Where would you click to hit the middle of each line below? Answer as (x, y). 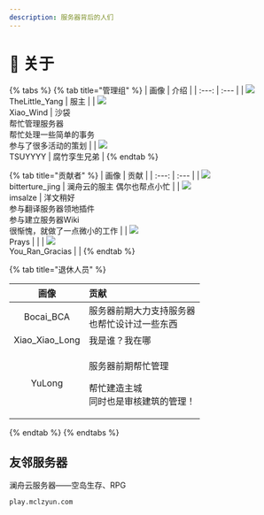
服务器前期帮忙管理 (128, 365)
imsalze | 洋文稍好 (42, 197)
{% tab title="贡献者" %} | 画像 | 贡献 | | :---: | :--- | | (105, 175)
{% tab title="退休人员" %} (58, 269)
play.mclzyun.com (41, 502)
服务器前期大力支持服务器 (142, 311)
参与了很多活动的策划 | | (53, 145)
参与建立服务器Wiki (44, 219)
